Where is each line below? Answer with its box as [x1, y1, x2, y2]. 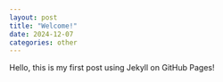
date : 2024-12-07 [9, 29, 74, 38]
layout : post [9, 12, 58, 22]
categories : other [9, 37, 78, 47]
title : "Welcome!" [9, 21, 78, 30]
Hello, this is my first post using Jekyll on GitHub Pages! [9, 62, 216, 73]
